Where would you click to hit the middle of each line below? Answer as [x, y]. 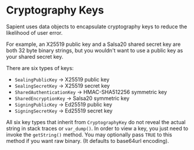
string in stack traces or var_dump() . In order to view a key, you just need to [97, 128]
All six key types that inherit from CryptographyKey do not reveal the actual [96, 122]
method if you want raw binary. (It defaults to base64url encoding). [88, 141]
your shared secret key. [35, 56]
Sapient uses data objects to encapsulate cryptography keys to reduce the [97, 26]
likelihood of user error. [34, 32]
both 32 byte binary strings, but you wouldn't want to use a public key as [95, 50]
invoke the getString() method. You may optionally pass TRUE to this [89, 134]
